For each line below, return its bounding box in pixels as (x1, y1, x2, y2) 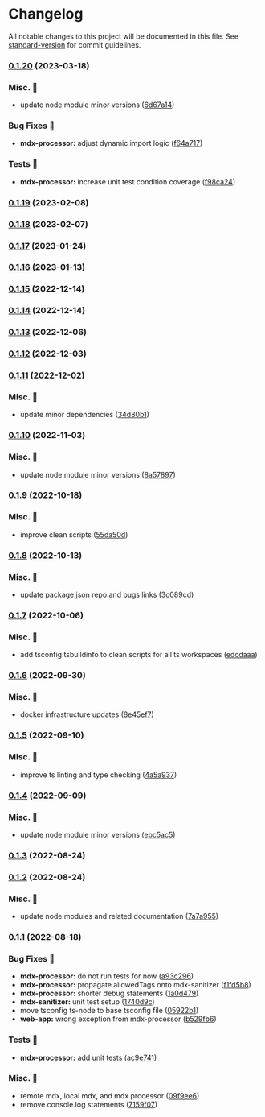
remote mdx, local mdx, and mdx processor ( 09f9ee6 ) (19, 1090, 200, 1100)
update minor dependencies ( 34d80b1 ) (19, 410, 150, 420)
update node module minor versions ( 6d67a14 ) (19, 100, 175, 110)
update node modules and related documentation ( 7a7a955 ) (19, 912, 219, 921)
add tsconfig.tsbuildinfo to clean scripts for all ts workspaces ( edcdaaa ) (19, 650, 259, 660)
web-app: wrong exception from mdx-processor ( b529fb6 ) (19, 1014, 217, 1024)
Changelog (8, 5, 84, 23)
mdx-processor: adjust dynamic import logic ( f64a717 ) (19, 139, 203, 148)
